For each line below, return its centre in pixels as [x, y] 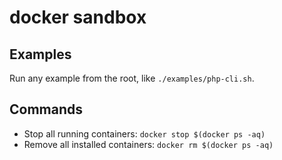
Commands [46, 109]
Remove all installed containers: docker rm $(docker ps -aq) [148, 144]
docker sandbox [78, 17]
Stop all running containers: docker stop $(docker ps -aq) [144, 133]
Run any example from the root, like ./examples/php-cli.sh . [132, 78]
